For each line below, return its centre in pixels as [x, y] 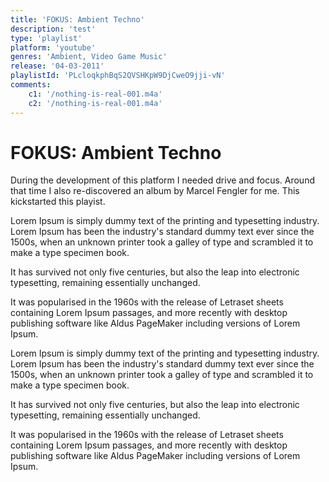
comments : [31, 85]
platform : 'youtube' [53, 47]
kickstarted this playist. [58, 202]
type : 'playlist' [46, 38]
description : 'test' [53, 29]
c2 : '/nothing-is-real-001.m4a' [95, 103]
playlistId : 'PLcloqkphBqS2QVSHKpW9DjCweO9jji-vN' [118, 76]
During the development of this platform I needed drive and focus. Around [162, 180]
